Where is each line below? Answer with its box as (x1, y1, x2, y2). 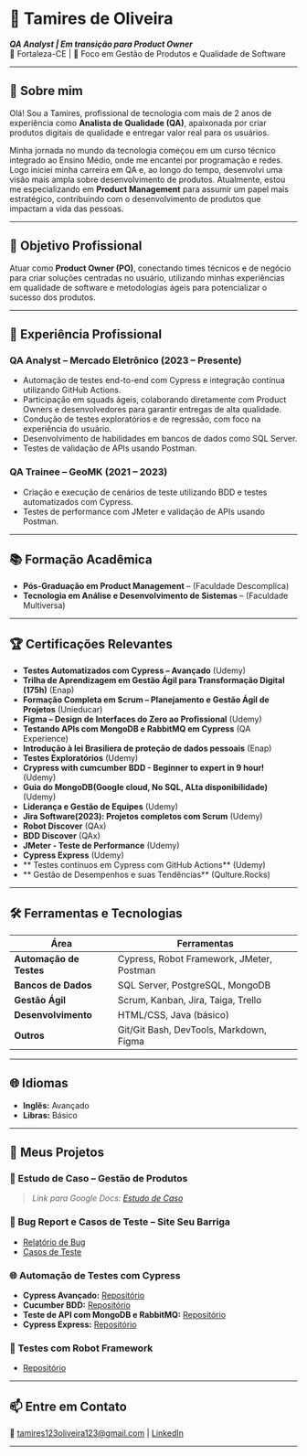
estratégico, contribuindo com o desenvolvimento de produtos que (9, 193, 261, 204)
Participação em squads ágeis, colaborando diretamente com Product (22, 394, 287, 405)
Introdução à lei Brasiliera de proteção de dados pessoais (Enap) (22, 743, 272, 754)
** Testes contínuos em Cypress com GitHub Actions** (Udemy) (22, 860, 267, 871)
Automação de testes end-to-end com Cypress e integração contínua (22, 375, 285, 386)
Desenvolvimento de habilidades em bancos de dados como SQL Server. (22, 434, 298, 444)
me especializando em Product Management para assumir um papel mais (9, 183, 290, 195)
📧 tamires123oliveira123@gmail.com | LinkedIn (9, 1428, 185, 1439)
